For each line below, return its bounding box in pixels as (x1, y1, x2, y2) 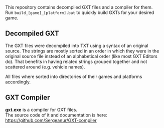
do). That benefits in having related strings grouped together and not (5, 58, 147, 64)
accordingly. (5, 78, 31, 84)
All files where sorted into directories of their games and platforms (5, 73, 142, 79)
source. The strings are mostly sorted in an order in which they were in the (5, 47, 159, 54)
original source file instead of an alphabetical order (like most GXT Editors (5, 53, 158, 59)
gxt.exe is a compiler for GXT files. (5, 106, 78, 112)
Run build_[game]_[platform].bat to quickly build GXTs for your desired (5, 9, 154, 15)
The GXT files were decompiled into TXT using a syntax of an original (5, 42, 149, 48)
